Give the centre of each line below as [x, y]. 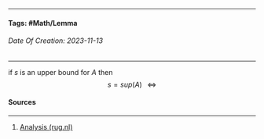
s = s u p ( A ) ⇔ [132, 84]
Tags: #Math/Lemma [43, 23]
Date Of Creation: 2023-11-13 [56, 41]
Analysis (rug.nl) [46, 127]
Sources [22, 102]
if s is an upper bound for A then [60, 72]
